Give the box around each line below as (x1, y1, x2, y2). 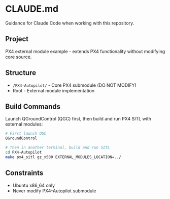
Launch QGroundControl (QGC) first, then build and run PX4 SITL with (5, 116, 151, 122)
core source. (5, 54, 32, 60)
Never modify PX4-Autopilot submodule (12, 187, 96, 194)
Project (5, 35, 29, 43)
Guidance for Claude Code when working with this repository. (5, 20, 134, 26)
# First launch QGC (5, 131, 47, 136)
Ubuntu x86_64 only (12, 182, 55, 188)
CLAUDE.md (5, 3, 59, 15)
